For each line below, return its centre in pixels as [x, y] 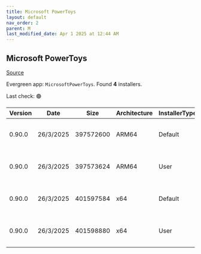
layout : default [26, 17]
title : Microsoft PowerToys [41, 12]
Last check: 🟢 [24, 96]
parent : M [19, 28]
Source [15, 72]
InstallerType [177, 113]
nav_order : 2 [22, 23]
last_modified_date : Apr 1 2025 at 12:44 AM [63, 34]
